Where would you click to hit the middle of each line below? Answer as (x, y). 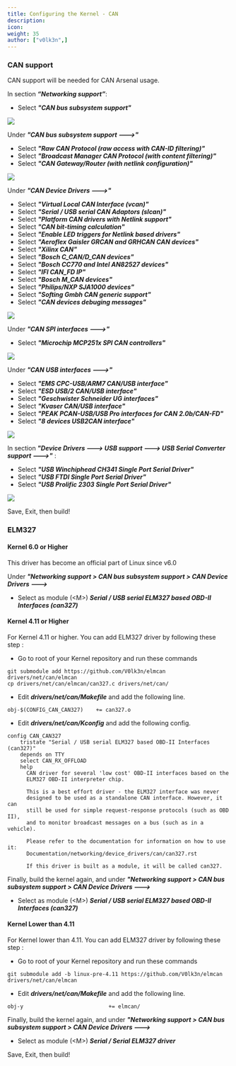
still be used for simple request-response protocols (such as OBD (128, 810)
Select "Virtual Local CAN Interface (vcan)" (83, 204)
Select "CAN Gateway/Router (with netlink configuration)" (105, 164)
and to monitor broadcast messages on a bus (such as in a (114, 822)
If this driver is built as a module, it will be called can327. (124, 866)
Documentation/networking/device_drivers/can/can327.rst (112, 854)
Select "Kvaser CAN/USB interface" (71, 406)
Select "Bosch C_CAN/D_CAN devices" (76, 257)
